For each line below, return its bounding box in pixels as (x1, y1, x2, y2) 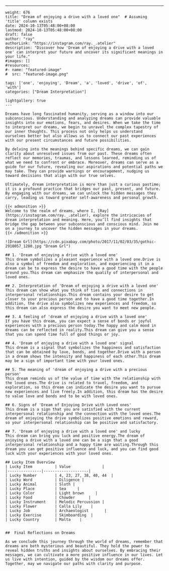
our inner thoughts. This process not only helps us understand (5, 129, 143, 134)
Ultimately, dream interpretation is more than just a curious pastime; (5, 182, 161, 187)
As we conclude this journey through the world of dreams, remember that (5, 539, 163, 544)
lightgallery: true (5, 98, 46, 103)
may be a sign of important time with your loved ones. (5, 358, 125, 363)
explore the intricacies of (93, 213, 152, 218)
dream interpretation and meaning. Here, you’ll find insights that (5, 217, 152, 222)
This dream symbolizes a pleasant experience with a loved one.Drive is (5, 257, 161, 262)
